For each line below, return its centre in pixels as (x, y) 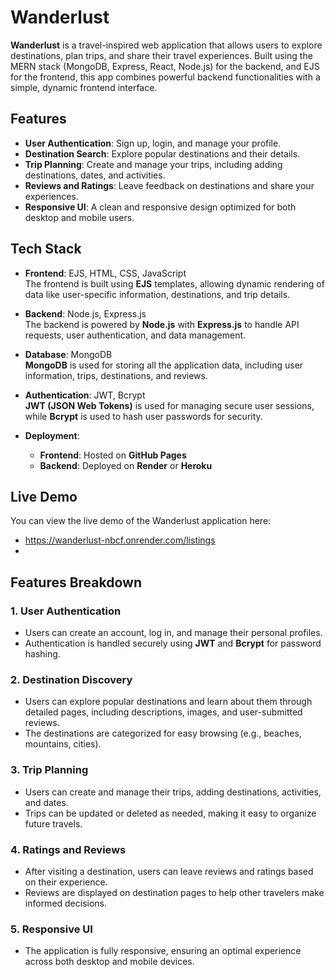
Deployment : (52, 435)
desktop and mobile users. (79, 217)
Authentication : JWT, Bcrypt (85, 395)
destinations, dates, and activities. (95, 175)
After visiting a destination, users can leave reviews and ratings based (169, 871)
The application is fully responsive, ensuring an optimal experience (163, 951)
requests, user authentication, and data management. (135, 335)
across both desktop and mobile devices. (109, 962)
